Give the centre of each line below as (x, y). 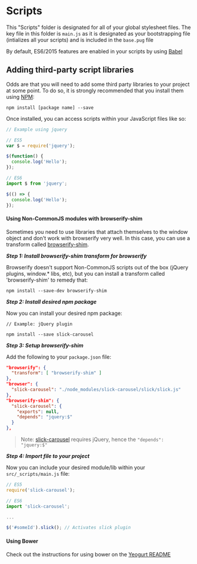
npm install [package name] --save (50, 108)
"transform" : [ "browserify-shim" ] (56, 373)
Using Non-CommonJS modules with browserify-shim (75, 218)
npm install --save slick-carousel (50, 334)
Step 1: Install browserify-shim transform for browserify (76, 256)
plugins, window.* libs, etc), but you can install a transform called (85, 273)
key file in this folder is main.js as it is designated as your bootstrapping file (98, 33)
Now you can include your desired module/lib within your (76, 468)
